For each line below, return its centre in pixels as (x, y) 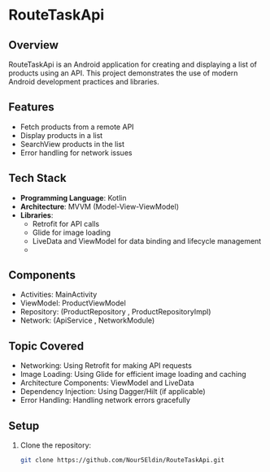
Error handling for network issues (76, 153)
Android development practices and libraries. (84, 82)
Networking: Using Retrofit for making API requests (106, 366)
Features (31, 107)
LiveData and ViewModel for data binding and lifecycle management (147, 240)
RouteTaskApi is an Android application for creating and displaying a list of (133, 64)
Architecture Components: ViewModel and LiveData (107, 383)
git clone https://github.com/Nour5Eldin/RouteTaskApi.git (122, 461)
